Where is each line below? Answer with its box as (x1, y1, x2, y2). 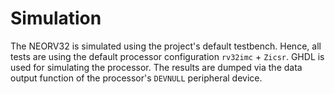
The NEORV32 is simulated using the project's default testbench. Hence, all (10, 40, 322, 52)
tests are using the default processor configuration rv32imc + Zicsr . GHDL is (10, 50, 325, 62)
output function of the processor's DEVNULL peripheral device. (10, 72, 263, 84)
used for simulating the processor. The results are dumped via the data (10, 61, 303, 73)
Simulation (10, 7, 102, 30)
